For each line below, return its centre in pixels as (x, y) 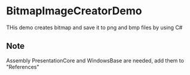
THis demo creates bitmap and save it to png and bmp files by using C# (94, 27)
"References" (23, 67)
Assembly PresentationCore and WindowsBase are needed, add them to (95, 60)
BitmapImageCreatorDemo (74, 11)
